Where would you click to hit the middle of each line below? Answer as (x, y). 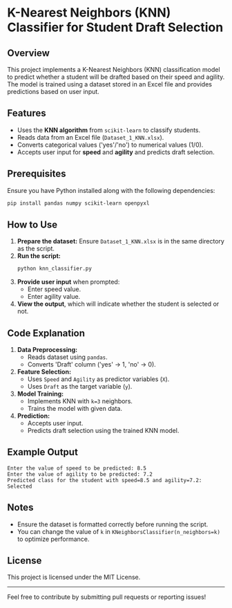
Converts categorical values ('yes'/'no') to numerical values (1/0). (110, 145)
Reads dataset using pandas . (68, 357)
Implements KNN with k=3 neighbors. (80, 401)
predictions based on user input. (54, 92)
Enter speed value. (54, 289)
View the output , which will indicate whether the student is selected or (118, 304)
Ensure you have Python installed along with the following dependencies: (111, 190)
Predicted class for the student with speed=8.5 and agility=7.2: (105, 480)
